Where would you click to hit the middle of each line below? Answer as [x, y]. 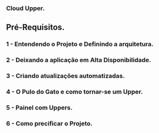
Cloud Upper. [26, 8]
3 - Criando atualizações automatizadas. [66, 76]
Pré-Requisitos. [35, 27]
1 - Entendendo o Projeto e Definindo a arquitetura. [80, 44]
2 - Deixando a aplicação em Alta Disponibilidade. [79, 60]
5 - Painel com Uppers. [39, 108]
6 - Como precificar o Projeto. [49, 124]
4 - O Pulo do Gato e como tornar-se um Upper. [74, 92]
